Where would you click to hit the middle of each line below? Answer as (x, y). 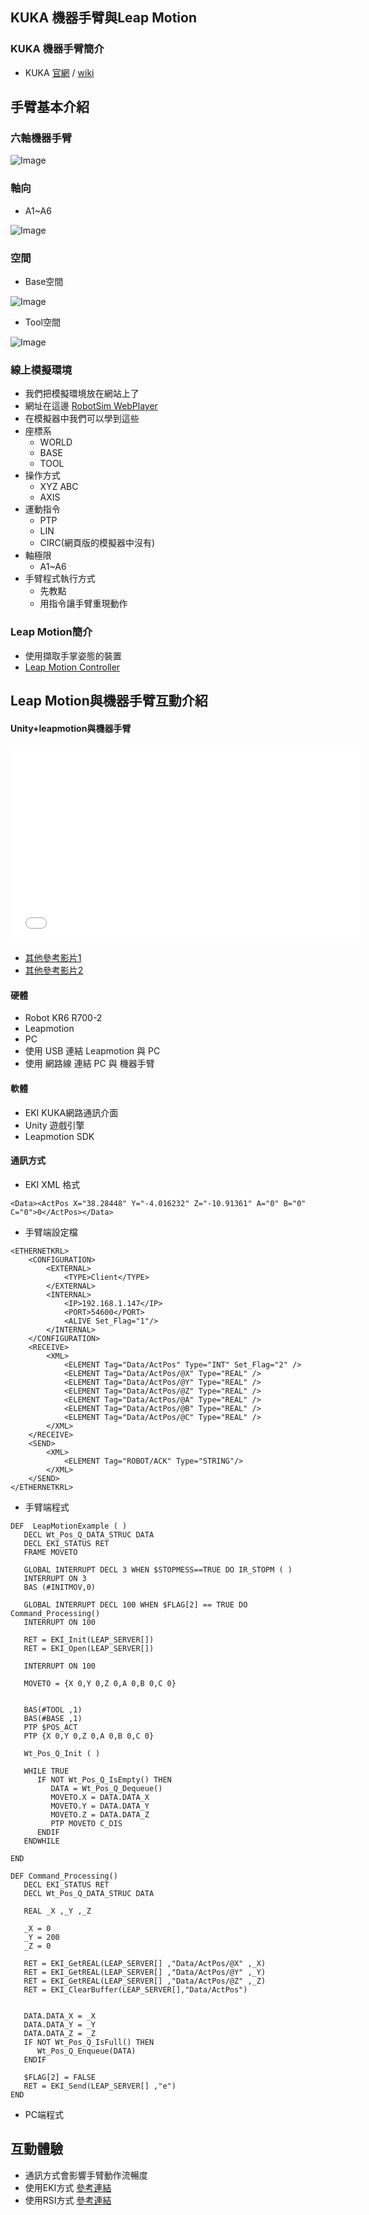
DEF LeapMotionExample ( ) (69, 1526)
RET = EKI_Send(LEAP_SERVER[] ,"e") (100, 2086)
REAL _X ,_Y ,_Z (57, 1911)
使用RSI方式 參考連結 (68, 2200)
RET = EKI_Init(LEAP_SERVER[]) (89, 1639)
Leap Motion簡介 (51, 632)
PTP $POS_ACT (50, 1727)
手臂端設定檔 (51, 1232)
